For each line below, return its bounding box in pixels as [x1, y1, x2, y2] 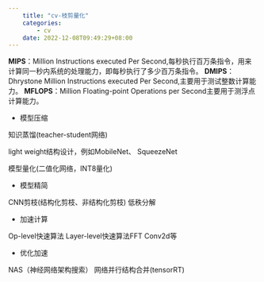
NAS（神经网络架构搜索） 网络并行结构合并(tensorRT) [8, 265, 185, 275]
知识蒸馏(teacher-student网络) [8, 130, 109, 140]
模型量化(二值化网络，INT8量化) [8, 164, 113, 173]
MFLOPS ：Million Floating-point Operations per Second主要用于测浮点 [23, 87, 255, 96]
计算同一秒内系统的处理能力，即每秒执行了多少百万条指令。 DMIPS [8, 67, 228, 76]
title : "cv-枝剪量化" [22, 11, 90, 20]
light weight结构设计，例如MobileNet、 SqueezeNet [8, 147, 178, 156]
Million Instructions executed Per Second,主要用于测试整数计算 [44, 76, 250, 86]
